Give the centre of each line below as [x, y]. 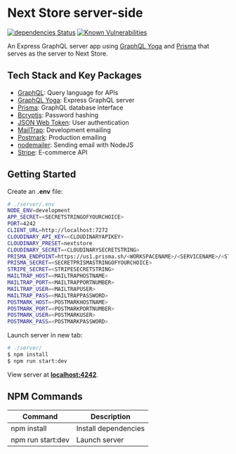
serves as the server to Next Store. [58, 53]
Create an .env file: [35, 191]
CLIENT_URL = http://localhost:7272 [58, 231]
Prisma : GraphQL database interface [70, 108]
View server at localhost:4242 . [53, 375]
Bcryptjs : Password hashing [58, 115]
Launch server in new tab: [45, 335]
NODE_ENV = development [39, 211]
